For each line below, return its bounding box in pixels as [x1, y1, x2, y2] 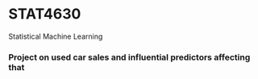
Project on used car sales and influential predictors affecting [8, 52, 251, 63]
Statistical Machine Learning [8, 31, 103, 41]
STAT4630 [8, 5, 81, 23]
